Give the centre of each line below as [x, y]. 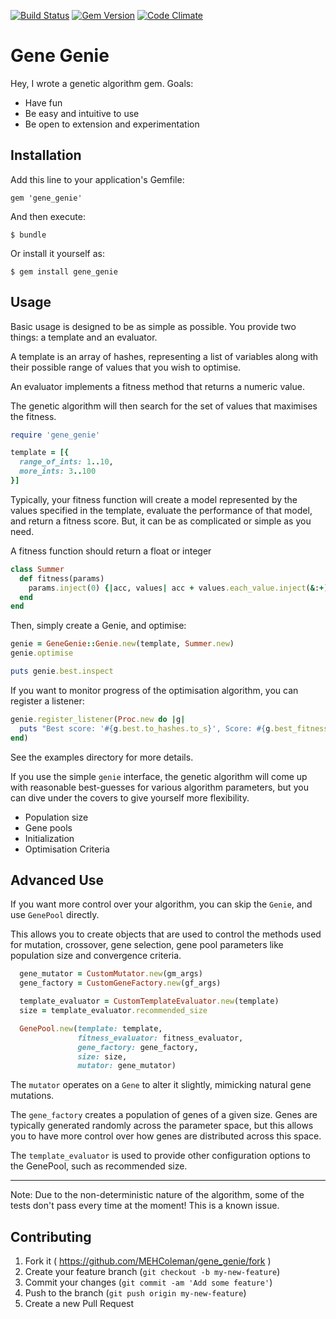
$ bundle [28, 235]
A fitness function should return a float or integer [111, 551]
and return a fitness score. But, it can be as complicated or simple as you [161, 521]
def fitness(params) [62, 578]
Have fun [43, 102]
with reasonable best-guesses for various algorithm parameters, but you [159, 787]
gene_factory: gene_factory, [138, 1047]
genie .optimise [42, 653]
